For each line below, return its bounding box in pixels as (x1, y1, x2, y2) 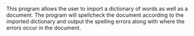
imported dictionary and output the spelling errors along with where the (6, 18, 185, 25)
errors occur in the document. (6, 24, 81, 31)
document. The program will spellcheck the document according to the (6, 11, 184, 19)
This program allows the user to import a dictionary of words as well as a (6, 5, 188, 12)
